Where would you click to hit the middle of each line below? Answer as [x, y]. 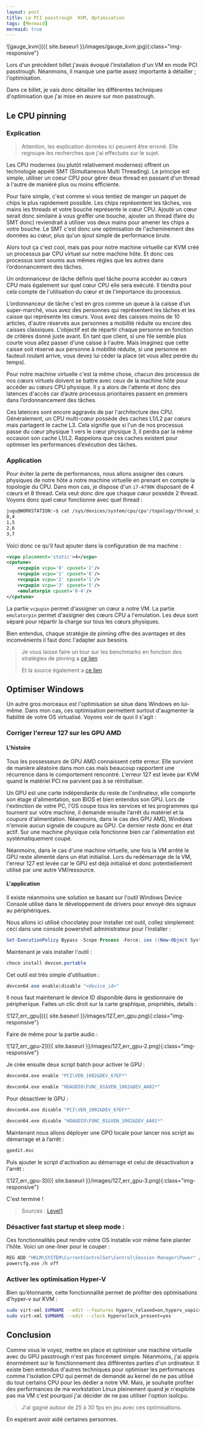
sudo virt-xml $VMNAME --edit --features [60, 1310]
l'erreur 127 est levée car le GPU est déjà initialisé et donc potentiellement [99, 863]
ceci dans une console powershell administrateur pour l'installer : [89, 929]
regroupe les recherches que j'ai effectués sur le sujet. [90, 153]
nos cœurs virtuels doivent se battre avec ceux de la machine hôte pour [97, 380]
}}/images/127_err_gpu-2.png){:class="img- [140, 1046]
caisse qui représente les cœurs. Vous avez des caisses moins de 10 [93, 316]
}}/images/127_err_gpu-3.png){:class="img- [141, 1180]
